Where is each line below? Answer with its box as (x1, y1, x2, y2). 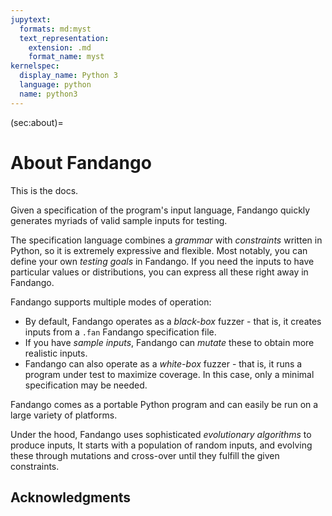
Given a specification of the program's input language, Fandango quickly (10, 204, 311, 216)
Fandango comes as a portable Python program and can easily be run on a (10, 398, 319, 410)
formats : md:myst (19, 24, 92, 34)
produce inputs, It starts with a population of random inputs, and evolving (10, 439, 313, 451)
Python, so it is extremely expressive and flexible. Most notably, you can (10, 244, 308, 256)
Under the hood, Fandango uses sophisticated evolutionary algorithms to (10, 428, 312, 440)
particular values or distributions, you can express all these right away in (10, 266, 309, 278)
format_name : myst (28, 52, 105, 62)
